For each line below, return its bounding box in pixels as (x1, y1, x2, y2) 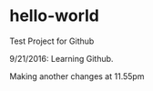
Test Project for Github (9, 35, 95, 46)
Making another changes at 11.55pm (9, 70, 145, 82)
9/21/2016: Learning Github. (9, 53, 114, 64)
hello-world (9, 5, 100, 26)
